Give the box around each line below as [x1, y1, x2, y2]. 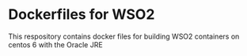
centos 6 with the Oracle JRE [8, 39, 103, 49]
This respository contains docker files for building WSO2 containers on [8, 32, 240, 41]
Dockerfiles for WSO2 [8, 6, 155, 24]
